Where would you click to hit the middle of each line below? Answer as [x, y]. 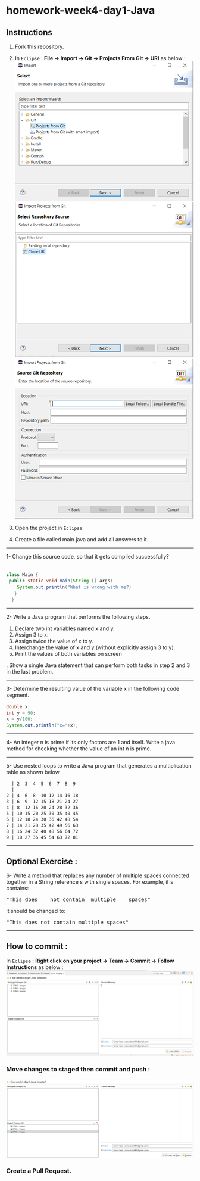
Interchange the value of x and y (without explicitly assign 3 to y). [95, 647]
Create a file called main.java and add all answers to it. [82, 540]
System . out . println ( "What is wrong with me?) [74, 587]
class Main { [22, 575]
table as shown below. [33, 772]
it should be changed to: [36, 911]
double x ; [18, 706]
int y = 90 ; [21, 713]
